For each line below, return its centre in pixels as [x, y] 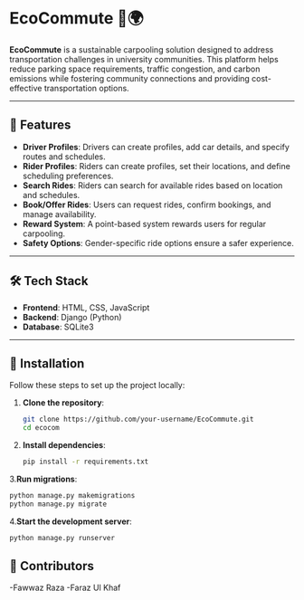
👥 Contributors [52, 566]
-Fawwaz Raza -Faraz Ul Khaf [65, 588]
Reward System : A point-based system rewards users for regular [144, 224]
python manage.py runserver [62, 538]
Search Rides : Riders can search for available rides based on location [152, 185]
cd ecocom [41, 428]
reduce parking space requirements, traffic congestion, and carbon [135, 69]
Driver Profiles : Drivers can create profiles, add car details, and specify [156, 147]
